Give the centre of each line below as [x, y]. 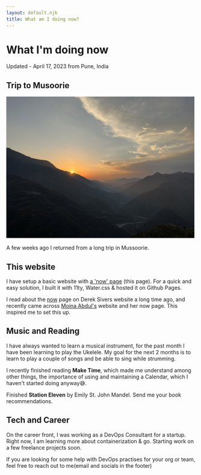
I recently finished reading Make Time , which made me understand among [99, 370]
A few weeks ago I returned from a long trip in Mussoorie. [78, 248]
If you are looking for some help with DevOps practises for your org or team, [101, 459]
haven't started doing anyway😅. [47, 383]
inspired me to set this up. [39, 312]
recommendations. [29, 401]
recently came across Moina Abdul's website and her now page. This [92, 306]
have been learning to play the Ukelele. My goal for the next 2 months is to [99, 352]
